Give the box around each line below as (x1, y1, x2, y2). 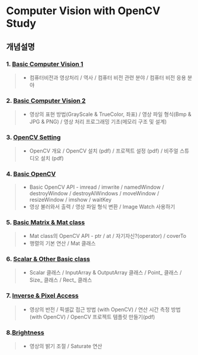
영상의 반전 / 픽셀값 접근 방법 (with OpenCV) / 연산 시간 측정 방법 (29, 306, 181, 313)
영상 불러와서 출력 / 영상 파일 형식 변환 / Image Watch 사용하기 (29, 203, 176, 210)
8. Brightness (6, 328, 44, 337)
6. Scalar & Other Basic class (6, 254, 90, 263)
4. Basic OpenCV (6, 170, 56, 178)
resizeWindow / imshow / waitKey (29, 196, 112, 203)
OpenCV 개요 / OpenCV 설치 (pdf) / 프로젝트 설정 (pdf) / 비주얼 (29, 147, 178, 154)
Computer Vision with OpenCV (6, 4, 161, 18)
